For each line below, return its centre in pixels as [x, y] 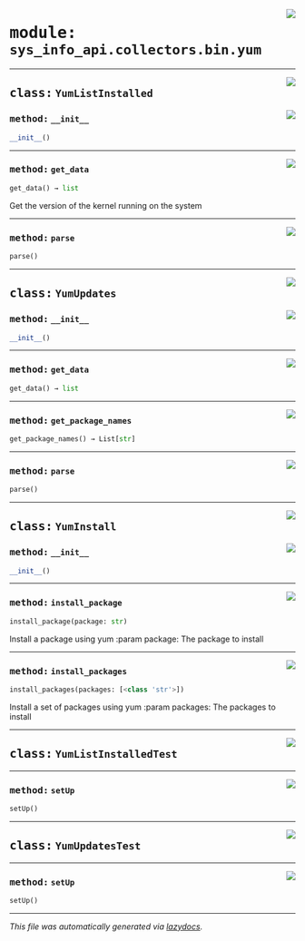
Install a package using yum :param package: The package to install [137, 639]
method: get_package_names [71, 420]
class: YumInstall [63, 527]
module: [43, 33]
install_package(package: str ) [69, 622]
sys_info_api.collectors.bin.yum [136, 50]
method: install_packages [68, 671]
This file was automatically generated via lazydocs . [106, 926]
